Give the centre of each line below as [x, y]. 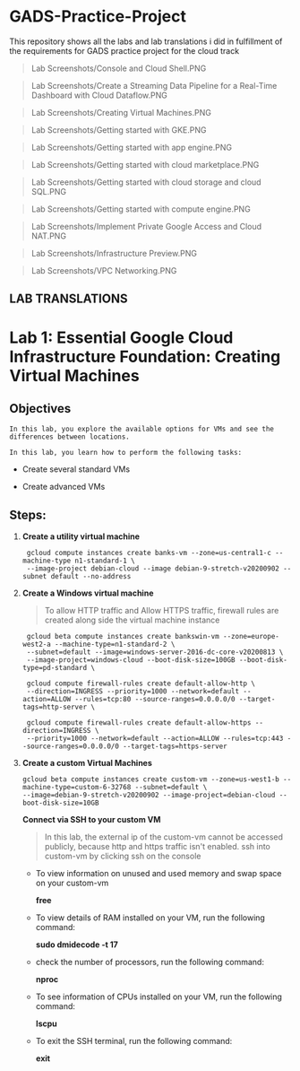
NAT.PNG [49, 236]
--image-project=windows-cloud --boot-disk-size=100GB [131, 660]
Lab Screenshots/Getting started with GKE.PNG [119, 130]
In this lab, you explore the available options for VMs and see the [142, 429]
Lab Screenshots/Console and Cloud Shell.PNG [119, 68]
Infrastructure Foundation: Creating [145, 357]
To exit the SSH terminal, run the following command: [134, 1041]
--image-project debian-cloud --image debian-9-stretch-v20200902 [153, 569]
